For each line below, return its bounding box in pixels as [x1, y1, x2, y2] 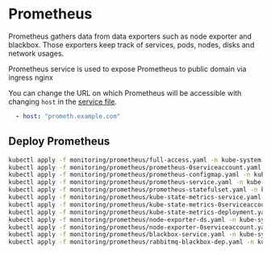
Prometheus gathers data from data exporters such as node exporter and [8, 31, 252, 41]
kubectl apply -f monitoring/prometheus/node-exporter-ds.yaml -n [8, 215, 236, 223]
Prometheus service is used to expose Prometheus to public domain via [8, 63, 247, 73]
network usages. [8, 48, 65, 58]
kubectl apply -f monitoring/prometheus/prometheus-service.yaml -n [8, 178, 244, 186]
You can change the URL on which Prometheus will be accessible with [8, 88, 242, 97]
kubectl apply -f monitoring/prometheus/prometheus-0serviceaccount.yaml [8, 163, 262, 171]
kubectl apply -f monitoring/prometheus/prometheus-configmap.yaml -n [8, 170, 251, 179]
